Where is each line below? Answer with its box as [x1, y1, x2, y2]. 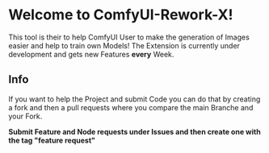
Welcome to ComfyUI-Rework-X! [8, 6, 233, 24]
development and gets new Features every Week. [8, 49, 174, 59]
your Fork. [8, 111, 43, 121]
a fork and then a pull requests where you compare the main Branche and [8, 102, 254, 112]
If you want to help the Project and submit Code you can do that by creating [8, 94, 261, 104]
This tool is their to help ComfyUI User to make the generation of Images [8, 32, 250, 42]
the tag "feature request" [8, 135, 95, 145]
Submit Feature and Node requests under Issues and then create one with [8, 126, 261, 136]
